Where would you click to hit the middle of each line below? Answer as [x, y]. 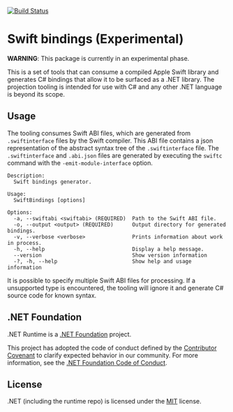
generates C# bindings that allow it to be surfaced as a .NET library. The [111, 79]
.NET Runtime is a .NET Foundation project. [69, 334]
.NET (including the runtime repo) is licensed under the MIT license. [104, 402]
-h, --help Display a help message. [109, 249]
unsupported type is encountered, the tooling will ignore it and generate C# [115, 287]
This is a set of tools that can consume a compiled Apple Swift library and [113, 72]
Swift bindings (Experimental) [96, 39]
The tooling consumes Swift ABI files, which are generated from [99, 133]
